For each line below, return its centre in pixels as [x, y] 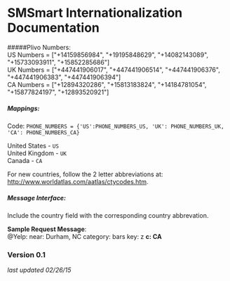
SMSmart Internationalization [95, 13]
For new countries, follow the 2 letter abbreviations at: [85, 174]
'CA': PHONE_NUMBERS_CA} [43, 132]
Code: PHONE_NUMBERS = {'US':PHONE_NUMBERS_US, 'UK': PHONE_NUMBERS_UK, [116, 126]
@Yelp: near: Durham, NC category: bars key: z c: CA [85, 236]
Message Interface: [37, 197]
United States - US [33, 145]
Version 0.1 [26, 254]
